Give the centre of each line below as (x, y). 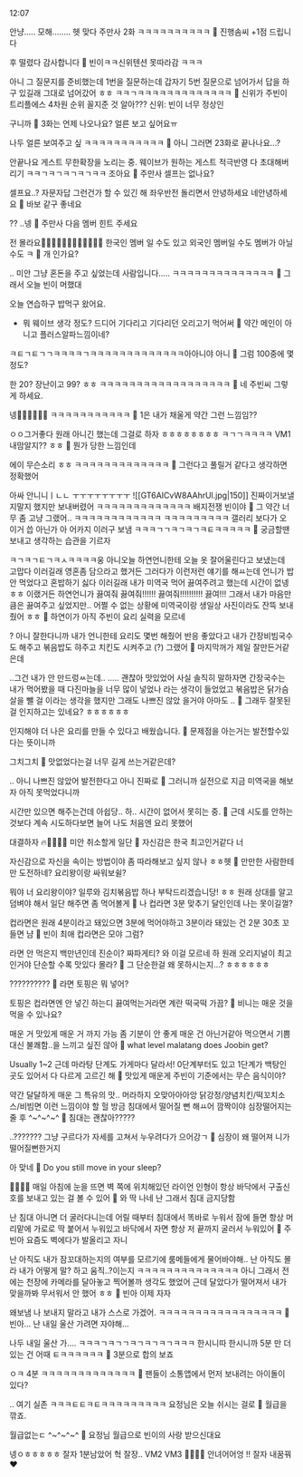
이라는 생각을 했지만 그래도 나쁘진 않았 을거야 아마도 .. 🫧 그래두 (156, 700)
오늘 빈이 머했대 (54, 284)
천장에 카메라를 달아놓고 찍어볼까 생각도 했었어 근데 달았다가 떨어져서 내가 (156, 1282)
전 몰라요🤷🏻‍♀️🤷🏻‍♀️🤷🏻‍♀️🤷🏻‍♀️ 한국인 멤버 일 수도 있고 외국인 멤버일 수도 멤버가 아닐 (151, 243)
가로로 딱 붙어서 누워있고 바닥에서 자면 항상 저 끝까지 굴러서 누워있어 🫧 (157, 1229)
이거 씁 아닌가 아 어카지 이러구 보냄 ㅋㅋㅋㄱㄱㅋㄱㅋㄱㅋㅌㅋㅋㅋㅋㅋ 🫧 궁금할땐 (150, 529)
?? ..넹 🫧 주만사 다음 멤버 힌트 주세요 (74, 223)
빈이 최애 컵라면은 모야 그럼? (94, 934)
